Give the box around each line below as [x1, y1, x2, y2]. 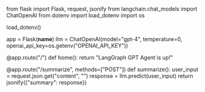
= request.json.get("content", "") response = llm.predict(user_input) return [6, 72, 194, 79]
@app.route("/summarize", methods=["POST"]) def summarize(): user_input [6, 66, 199, 73]
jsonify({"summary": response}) [6, 79, 87, 86]
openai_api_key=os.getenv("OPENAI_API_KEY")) [6, 42, 129, 49]
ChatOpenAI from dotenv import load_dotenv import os [6, 12, 145, 19]
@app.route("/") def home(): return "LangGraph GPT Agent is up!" [6, 54, 173, 61]
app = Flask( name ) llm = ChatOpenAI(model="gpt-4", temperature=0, [6, 36, 182, 42]
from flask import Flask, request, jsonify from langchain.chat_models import [6, 6, 198, 12]
